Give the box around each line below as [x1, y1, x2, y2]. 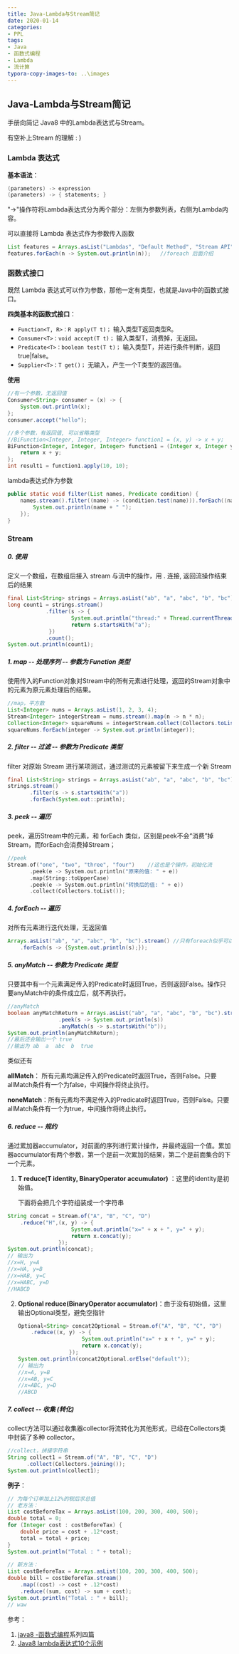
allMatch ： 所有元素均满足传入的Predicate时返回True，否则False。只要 [7, 1071, 217, 1080]
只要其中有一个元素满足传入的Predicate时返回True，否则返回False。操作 [7, 980, 221, 989]
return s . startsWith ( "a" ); [70, 621, 152, 628]
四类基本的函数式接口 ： [7, 310, 76, 318]
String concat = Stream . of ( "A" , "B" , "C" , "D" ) [7, 1212, 152, 1220]
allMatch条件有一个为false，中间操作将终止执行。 [7, 1081, 153, 1089]
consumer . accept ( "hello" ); [7, 416, 87, 424]
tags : [7, 37, 23, 44]
